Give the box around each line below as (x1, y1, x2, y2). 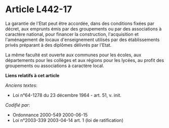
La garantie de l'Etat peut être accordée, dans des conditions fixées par (5, 20, 154, 26)
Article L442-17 (5, 4, 72, 15)
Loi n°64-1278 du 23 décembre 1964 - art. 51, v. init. (12, 92, 121, 98)
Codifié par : (5, 102, 30, 108)
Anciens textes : (5, 82, 38, 88)
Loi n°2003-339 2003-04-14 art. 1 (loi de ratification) (12, 117, 124, 123)
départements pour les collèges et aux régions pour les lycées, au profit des (5, 57, 164, 63)
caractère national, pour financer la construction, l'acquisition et (5, 31, 139, 37)
